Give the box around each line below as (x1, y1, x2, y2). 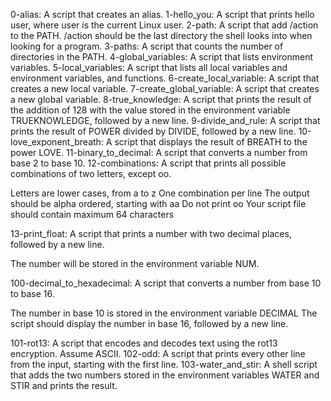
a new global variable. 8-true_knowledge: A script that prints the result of (10, 94, 312, 105)
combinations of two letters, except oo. (10, 168, 172, 179)
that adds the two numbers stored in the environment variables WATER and (10, 369, 320, 381)
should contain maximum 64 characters (10, 209, 175, 220)
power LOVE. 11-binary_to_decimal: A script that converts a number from (10, 147, 308, 158)
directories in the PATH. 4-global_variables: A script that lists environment (10, 51, 314, 63)
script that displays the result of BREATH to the (114, 136, 308, 148)
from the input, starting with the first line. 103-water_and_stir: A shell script (10, 359, 318, 370)
